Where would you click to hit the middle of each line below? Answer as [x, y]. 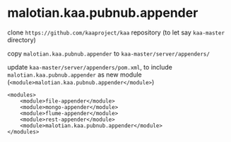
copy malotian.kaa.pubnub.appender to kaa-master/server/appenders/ [109, 53]
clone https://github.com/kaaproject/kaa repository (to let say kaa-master [116, 32]
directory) [22, 39]
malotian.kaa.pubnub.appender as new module [75, 75]
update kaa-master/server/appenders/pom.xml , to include [90, 67]
